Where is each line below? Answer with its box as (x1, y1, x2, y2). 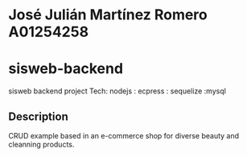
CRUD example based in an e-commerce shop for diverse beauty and (8, 130, 240, 140)
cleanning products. (8, 139, 75, 149)
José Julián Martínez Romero (8, 6, 208, 24)
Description (8, 109, 68, 123)
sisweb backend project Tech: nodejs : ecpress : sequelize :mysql (8, 86, 227, 96)
